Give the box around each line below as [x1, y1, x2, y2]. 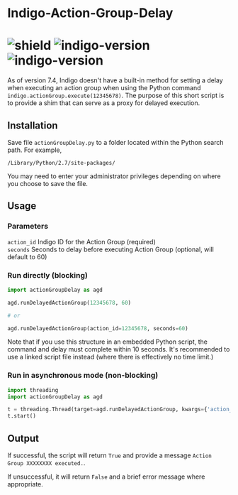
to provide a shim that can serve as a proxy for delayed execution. [7, 99, 200, 107]
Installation [7, 119, 58, 131]
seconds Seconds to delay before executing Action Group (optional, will [7, 245, 214, 254]
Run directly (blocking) [7, 270, 89, 280]
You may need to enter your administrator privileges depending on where [7, 172, 221, 180]
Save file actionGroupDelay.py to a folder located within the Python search [7, 138, 224, 146]
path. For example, [7, 146, 62, 154]
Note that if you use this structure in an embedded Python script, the [7, 337, 208, 346]
